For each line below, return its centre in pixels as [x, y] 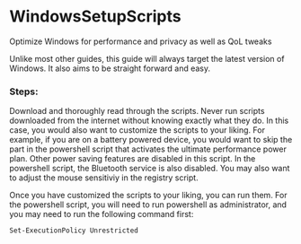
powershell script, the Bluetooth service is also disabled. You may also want [150, 169]
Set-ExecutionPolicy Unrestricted [74, 231]
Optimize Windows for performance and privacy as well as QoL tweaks [141, 41]
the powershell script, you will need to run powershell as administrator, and [148, 205]
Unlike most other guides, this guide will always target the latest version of [147, 58]
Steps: [24, 91]
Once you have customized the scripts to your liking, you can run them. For [148, 196]
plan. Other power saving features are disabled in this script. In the [133, 159]
